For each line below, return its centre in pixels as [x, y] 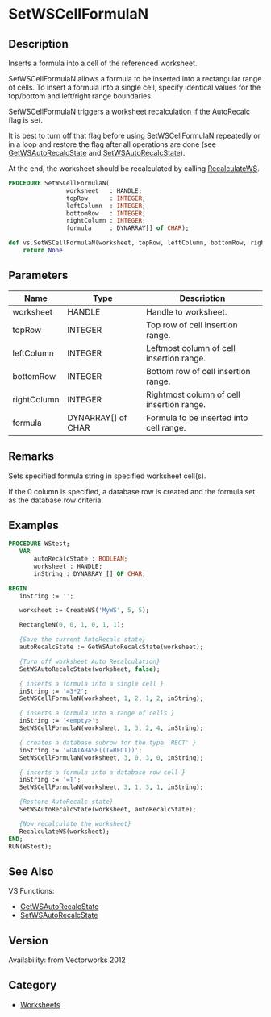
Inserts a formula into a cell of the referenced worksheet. [103, 63]
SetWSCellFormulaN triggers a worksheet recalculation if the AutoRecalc [129, 111]
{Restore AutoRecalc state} [66, 802]
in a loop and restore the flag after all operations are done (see [112, 144]
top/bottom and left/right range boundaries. [81, 96]
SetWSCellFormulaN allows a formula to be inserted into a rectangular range [135, 79]
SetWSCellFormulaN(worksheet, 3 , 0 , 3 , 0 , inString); [111, 758]
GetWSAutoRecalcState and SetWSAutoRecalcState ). [97, 153]
